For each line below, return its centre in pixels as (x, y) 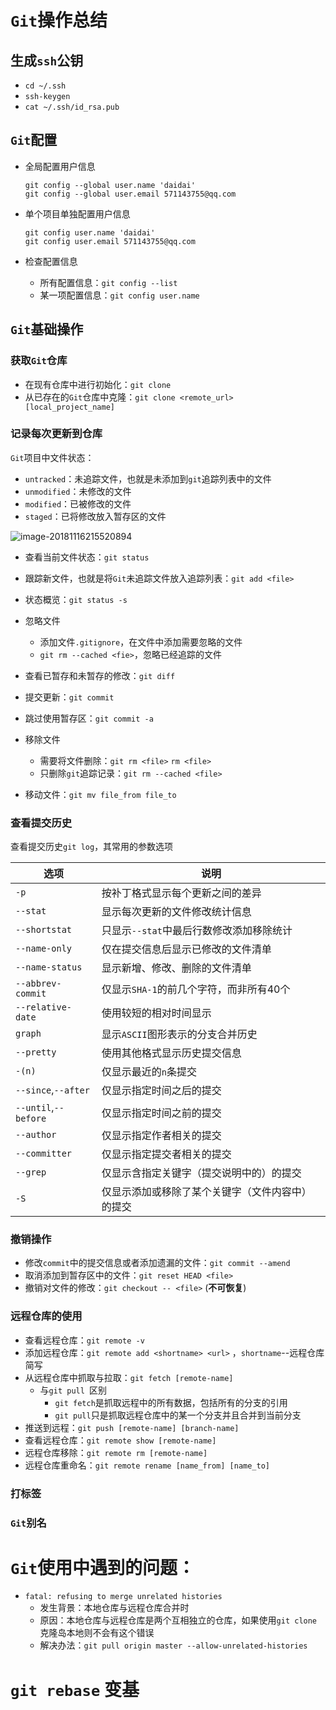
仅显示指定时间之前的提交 (161, 1113)
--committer (44, 1154)
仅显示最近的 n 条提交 (149, 1072)
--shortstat (44, 930)
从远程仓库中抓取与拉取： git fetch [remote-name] (129, 1377)
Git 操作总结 (59, 20)
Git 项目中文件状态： (52, 457)
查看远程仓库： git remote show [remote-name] (120, 1440)
